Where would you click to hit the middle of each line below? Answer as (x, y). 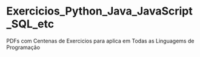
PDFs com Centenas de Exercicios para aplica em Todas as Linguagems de (100, 41)
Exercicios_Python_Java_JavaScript (99, 11)
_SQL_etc (30, 24)
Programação (23, 47)
